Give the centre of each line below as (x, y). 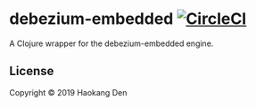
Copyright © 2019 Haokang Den (68, 92)
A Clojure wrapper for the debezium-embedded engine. (111, 43)
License (32, 71)
